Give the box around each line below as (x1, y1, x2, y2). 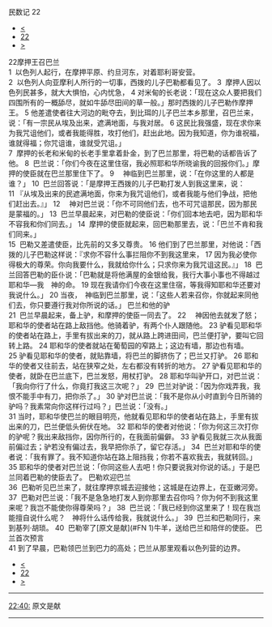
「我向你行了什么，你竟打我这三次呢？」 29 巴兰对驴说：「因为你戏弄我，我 (8, 382, 261, 390)
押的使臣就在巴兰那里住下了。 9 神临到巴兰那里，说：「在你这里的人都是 (8, 168, 255, 178)
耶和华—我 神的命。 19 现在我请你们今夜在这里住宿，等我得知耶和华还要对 (8, 280, 261, 289)
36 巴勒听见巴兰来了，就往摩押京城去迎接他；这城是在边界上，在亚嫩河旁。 (8, 483, 263, 492)
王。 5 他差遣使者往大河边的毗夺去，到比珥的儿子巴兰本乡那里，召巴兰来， (8, 108, 258, 117)
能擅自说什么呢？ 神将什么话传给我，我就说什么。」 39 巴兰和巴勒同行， (8, 513, 254, 522)
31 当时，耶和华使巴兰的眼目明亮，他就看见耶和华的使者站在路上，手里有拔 (8, 412, 259, 421)
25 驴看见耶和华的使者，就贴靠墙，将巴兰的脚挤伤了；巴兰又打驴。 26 (8, 351, 243, 360)
